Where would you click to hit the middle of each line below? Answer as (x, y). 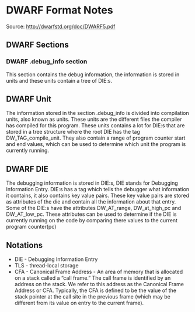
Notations (24, 245)
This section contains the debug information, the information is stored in (93, 74)
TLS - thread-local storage (46, 266)
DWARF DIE (27, 169)
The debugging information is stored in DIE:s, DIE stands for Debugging (92, 183)
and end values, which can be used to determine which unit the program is (96, 144)
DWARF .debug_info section (47, 62)
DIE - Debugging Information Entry (56, 259)
